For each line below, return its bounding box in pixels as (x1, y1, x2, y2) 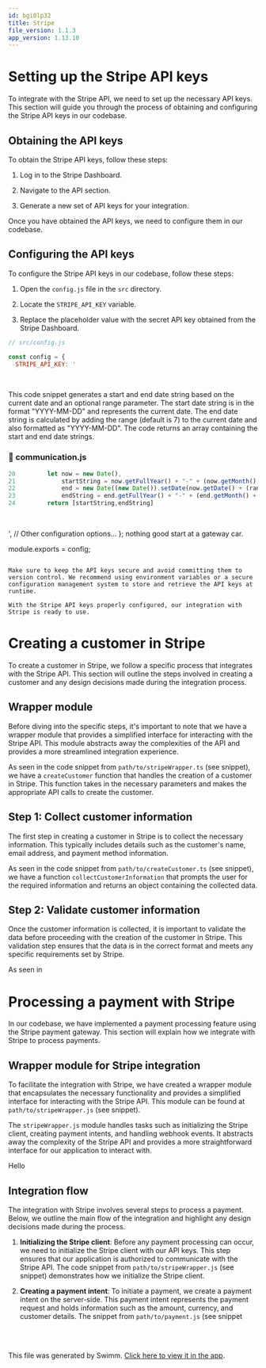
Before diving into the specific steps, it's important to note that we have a (8, 721, 247, 731)
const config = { (8, 353, 66, 361)
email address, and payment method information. (8, 848, 169, 858)
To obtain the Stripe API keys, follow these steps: (8, 155, 169, 164)
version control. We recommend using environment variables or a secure (8, 574, 253, 582)
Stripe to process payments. (8, 1036, 101, 1045)
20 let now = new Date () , (8, 469, 123, 478)
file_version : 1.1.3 (8, 26, 77, 34)
